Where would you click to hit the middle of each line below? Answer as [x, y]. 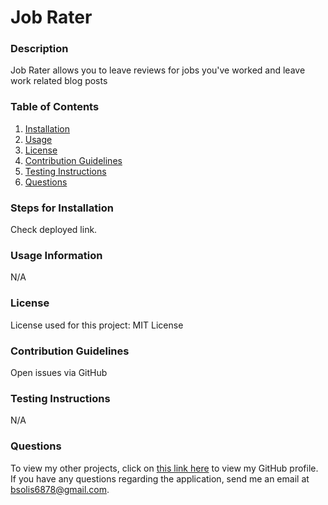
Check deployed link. [54, 230]
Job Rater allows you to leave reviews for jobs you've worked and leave [158, 70]
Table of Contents [55, 107]
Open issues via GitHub [59, 372]
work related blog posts [59, 81]
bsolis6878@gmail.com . [60, 489]
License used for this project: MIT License [97, 325]
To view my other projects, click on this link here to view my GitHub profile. [164, 468]
